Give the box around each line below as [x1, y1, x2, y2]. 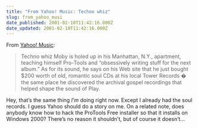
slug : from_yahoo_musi [6, 14, 63, 20]
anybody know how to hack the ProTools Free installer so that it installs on [6, 109, 188, 116]
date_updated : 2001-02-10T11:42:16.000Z [6, 25, 109, 31]
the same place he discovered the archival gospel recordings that [20, 79, 182, 86]
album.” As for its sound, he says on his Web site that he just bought [20, 66, 189, 73]
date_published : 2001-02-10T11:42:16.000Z [6, 20, 113, 25]
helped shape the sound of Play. [20, 85, 100, 92]
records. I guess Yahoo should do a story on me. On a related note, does [6, 103, 184, 110]
